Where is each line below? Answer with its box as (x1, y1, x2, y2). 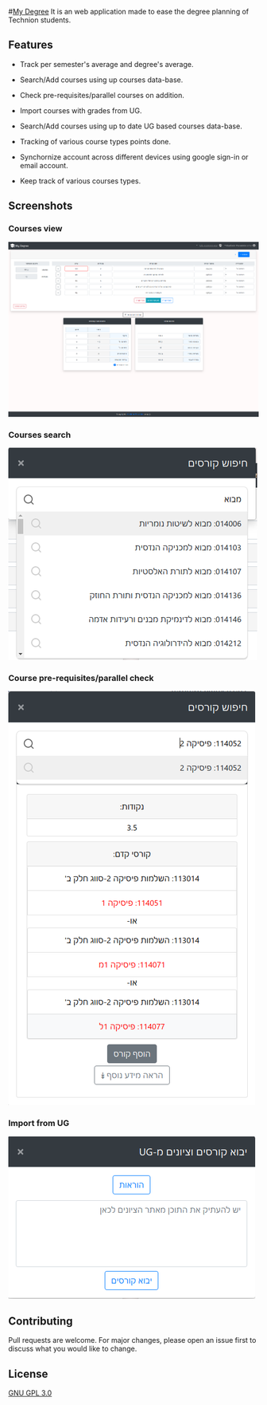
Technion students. (8, 15, 72, 25)
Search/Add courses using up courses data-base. (19, 75, 184, 85)
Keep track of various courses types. (19, 175, 141, 186)
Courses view (8, 223, 63, 234)
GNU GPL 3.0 (8, 1388, 52, 1398)
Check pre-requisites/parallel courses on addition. (19, 90, 185, 100)
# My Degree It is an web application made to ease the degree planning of (8, 7, 249, 16)
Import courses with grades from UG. (19, 105, 142, 115)
